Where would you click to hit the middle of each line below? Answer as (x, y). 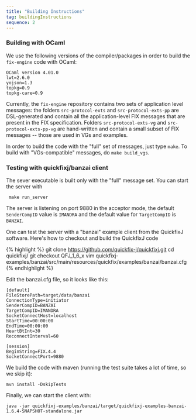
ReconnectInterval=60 (32, 336)
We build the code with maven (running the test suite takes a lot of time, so (96, 367)
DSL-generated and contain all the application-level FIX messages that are (96, 116)
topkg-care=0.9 (25, 93)
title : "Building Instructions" (45, 11)
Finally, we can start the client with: (49, 395)
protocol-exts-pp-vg (31, 129)
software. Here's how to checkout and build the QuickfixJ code (82, 238)
